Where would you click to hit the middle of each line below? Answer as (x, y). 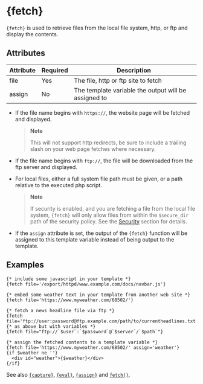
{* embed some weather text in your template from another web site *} (98, 295)
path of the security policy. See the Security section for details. (108, 221)
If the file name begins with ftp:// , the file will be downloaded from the (104, 161)
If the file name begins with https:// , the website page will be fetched (102, 112)
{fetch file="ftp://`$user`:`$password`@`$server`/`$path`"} (85, 331)
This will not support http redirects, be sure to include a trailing (108, 142)
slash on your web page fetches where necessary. (93, 149)
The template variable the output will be (130, 90)
